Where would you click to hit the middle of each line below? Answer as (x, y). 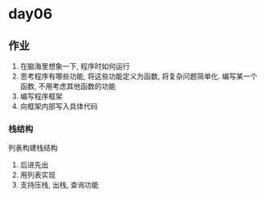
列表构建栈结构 (33, 148)
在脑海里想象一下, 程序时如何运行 (75, 66)
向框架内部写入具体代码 (59, 106)
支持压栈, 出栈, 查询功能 (59, 185)
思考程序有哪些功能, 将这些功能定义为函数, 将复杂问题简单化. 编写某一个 (139, 76)
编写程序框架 (41, 96)
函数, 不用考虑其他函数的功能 (68, 86)
